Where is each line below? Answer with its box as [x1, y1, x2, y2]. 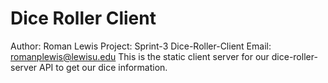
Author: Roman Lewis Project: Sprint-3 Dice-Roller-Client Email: [10, 40, 272, 52]
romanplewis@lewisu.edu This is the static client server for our [10, 50, 270, 62]
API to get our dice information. [39, 61, 168, 73]
